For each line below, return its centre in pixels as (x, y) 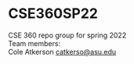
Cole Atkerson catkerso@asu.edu (62, 52)
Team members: (34, 43)
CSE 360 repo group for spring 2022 (67, 35)
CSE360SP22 (53, 14)
